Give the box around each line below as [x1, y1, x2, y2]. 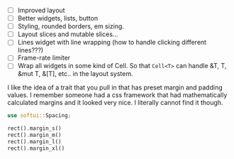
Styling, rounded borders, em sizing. [17, 22, 124, 31]
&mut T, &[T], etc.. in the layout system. [17, 70, 133, 78]
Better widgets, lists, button [17, 14, 98, 23]
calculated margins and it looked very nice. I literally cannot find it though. [7, 99, 223, 107]
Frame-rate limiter [17, 53, 71, 62]
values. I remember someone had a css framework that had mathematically [7, 91, 228, 99]
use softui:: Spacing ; [7, 112, 72, 119]
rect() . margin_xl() [7, 145, 65, 152]
